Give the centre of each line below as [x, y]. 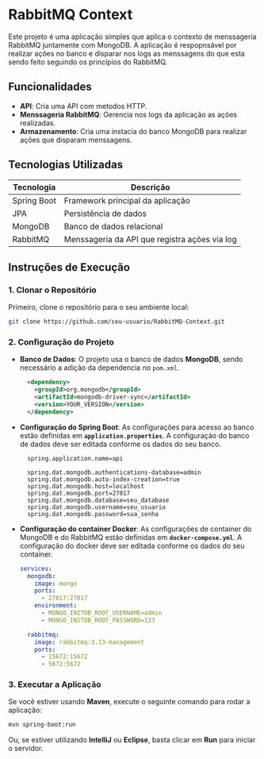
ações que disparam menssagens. [76, 140]
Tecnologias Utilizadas [66, 165]
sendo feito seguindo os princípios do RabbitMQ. [88, 62]
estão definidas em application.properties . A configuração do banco [134, 435]
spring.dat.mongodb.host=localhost [86, 486]
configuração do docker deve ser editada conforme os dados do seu [132, 545]
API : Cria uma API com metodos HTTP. [83, 106]
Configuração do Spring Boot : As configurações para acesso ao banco [137, 427]
